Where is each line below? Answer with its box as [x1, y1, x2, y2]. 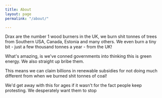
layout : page [5, 12, 32, 16]
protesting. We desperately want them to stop [5, 88, 97, 94]
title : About [5, 7, 32, 12]
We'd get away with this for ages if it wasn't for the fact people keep [5, 82, 142, 88]
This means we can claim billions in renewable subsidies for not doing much [5, 68, 158, 74]
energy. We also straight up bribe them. [5, 59, 84, 65]
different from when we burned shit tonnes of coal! [5, 73, 107, 79]
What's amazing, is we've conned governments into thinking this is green [5, 53, 152, 59]
